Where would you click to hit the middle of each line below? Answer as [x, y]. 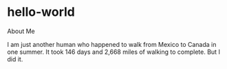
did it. [15, 59]
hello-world [41, 12]
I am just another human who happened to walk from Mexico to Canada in [112, 44]
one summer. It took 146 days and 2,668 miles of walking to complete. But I [113, 52]
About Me [21, 31]
